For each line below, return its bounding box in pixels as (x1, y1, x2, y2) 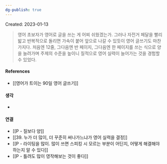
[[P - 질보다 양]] (12, 128, 44, 134)
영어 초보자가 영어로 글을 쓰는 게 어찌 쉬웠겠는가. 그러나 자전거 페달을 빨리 (17, 31, 162, 38)
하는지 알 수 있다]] (12, 147, 48, 153)
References (5, 68, 30, 74)
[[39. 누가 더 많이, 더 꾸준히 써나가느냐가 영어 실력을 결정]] (12, 134, 128, 140)
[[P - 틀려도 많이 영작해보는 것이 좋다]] (12, 153, 89, 159)
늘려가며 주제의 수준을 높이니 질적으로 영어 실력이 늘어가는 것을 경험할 (23, 50, 160, 56)
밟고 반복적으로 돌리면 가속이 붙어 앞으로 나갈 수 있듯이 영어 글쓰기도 (17, 38, 152, 44)
